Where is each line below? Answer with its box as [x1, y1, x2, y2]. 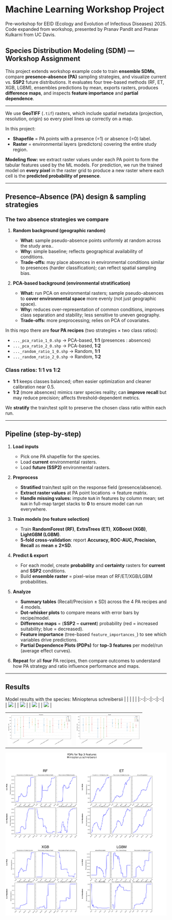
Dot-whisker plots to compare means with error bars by [20, 609, 139, 615]
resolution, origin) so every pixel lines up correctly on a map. [5, 116, 133, 122]
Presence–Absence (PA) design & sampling [5, 193, 146, 201]
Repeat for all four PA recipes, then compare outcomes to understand [12, 658, 160, 664]
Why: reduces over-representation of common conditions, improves [20, 307, 165, 313]
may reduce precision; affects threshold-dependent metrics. [12, 395, 140, 401]
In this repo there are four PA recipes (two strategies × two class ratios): [5, 327, 158, 333]
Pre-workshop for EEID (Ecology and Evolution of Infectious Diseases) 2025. [5, 21, 167, 27]
